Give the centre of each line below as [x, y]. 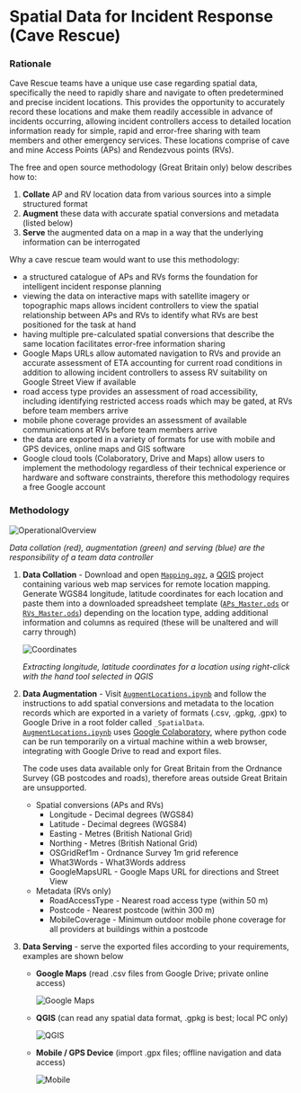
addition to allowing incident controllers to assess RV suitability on [145, 373]
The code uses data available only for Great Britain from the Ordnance [152, 768]
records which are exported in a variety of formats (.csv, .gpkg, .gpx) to [155, 713]
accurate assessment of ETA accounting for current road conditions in [152, 363]
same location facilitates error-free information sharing [124, 344]
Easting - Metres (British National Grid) [121, 833]
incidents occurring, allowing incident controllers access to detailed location [150, 121]
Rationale [31, 64]
